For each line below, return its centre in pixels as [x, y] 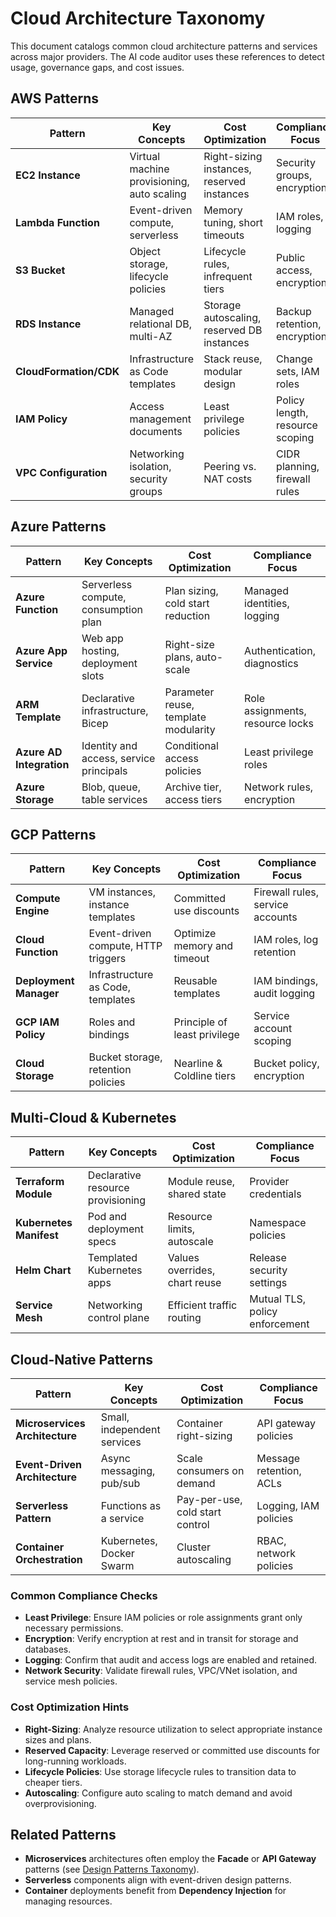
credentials [275, 1194]
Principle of [200, 1022]
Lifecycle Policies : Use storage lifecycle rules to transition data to [160, 1771]
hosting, [100, 650]
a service [122, 1518]
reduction [187, 615]
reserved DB [233, 330]
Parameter [189, 692]
